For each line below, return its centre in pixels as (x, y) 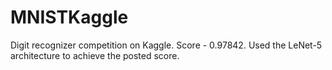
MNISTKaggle (69, 17)
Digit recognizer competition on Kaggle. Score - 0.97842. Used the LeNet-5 (166, 45)
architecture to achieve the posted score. (95, 55)
